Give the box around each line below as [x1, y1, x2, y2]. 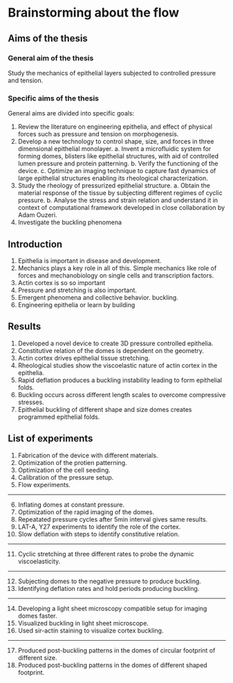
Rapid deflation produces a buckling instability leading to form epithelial [17, 376, 223, 384]
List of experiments [8, 432, 93, 444]
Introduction [8, 238, 63, 250]
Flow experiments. [17, 480, 71, 489]
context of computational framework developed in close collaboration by [17, 203, 225, 212]
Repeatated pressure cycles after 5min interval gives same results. [17, 515, 208, 523]
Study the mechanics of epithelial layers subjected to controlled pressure [8, 69, 216, 77]
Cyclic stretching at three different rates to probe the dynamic [17, 549, 194, 558]
